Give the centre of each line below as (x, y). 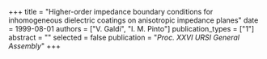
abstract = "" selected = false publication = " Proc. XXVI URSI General (124, 37)
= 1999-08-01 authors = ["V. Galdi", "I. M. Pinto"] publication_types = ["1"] (131, 29)
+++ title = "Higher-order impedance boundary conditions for (111, 12)
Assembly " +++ (34, 46)
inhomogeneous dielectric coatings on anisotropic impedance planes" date (133, 20)
